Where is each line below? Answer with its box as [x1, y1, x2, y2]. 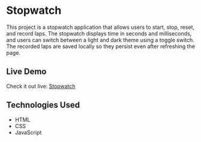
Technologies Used [6, 100, 80, 110]
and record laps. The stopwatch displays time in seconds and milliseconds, [6, 29, 192, 37]
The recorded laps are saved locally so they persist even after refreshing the [6, 43, 195, 50]
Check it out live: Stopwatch [6, 82, 76, 90]
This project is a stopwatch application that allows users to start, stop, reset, [6, 23, 195, 31]
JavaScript [14, 129, 42, 136]
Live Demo [6, 67, 47, 77]
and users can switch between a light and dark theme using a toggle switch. [6, 36, 195, 43]
